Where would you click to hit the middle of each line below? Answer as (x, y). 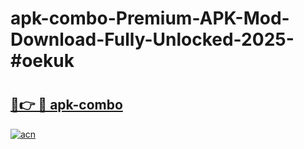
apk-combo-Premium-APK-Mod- (150, 18)
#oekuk (42, 61)
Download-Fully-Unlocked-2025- (152, 39)
